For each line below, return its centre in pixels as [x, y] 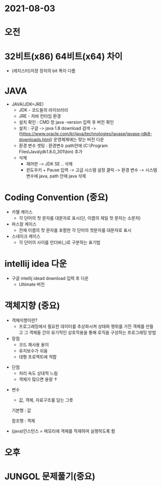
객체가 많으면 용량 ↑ [38, 379]
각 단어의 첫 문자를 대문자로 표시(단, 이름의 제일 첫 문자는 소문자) [80, 218]
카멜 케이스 [22, 212]
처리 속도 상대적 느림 [38, 374]
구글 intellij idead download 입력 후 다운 [50, 279]
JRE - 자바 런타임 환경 [40, 116]
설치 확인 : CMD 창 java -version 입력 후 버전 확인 [66, 122]
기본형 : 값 [21, 411]
